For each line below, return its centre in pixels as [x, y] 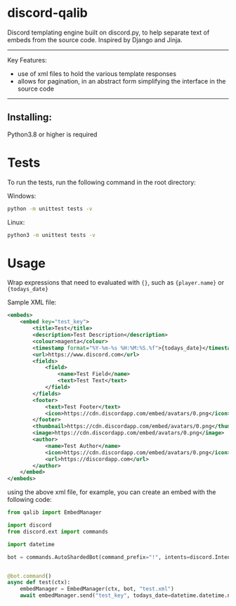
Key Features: [27, 60]
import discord [29, 525]
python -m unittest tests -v [50, 209]
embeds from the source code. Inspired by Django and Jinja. [95, 39]
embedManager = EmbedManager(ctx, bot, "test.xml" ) [97, 589]
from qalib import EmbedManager [54, 512]
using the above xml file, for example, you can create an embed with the [112, 492]
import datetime [31, 544]
